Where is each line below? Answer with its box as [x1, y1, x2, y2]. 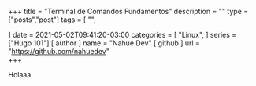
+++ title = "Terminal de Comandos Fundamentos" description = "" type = [8, 7, 249, 16]
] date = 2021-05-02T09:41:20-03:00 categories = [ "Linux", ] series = [8, 30, 237, 39]
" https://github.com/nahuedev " [8, 47, 110, 56]
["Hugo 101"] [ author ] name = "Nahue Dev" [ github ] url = [8, 38, 201, 48]
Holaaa [8, 70, 32, 79]
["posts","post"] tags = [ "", [8, 15, 96, 24]
